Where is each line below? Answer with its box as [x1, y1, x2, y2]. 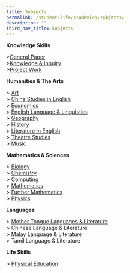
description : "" [6, 20, 47, 26]
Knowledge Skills [6, 42, 51, 49]
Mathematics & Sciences [6, 152, 69, 159]
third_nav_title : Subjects [6, 25, 74, 32]
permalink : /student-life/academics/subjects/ [6, 14, 125, 20]
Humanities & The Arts [6, 78, 64, 85]
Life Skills [6, 249, 31, 256]
